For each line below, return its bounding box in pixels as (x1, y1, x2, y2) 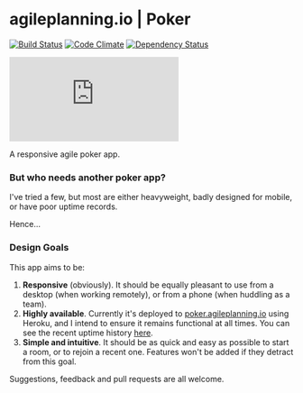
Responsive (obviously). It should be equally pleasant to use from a (22, 279, 274, 290)
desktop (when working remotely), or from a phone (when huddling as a (22, 288, 290, 299)
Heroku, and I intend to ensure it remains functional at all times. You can (22, 317, 290, 328)
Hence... (9, 219, 41, 230)
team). (22, 298, 47, 309)
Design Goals (9, 242, 69, 254)
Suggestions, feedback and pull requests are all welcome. (9, 373, 225, 384)
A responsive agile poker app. (9, 149, 120, 160)
